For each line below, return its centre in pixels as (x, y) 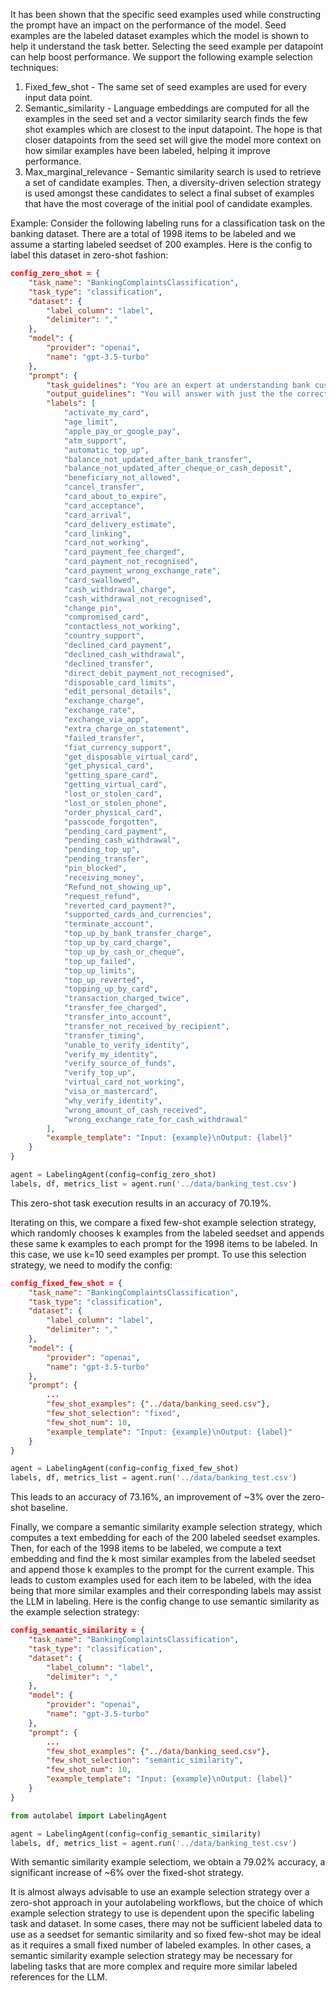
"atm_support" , (95, 440)
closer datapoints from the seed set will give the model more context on (173, 140)
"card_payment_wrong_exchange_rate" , (142, 571)
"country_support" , (104, 636)
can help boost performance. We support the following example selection (161, 57)
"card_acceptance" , (104, 505)
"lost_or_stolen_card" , (113, 794)
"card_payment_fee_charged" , (124, 552)
